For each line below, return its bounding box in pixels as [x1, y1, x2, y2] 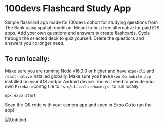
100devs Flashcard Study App [5, 3, 131, 14]
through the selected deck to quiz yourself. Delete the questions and [5, 35, 144, 41]
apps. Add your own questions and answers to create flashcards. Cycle [5, 30, 150, 36]
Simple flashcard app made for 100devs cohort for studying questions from [5, 19, 158, 25]
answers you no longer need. [5, 40, 65, 46]
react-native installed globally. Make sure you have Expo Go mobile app [5, 73, 151, 79]
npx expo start [5, 93, 36, 98]
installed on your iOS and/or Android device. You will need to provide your [5, 78, 155, 84]
